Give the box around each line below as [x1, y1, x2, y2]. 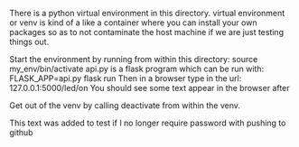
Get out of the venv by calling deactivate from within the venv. [9, 100, 241, 111]
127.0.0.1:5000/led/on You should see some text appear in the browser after [9, 83, 291, 93]
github [9, 127, 33, 138]
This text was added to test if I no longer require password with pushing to [9, 117, 286, 128]
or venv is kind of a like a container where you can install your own [9, 17, 257, 28]
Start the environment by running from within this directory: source [9, 54, 258, 64]
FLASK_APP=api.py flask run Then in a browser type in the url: [9, 73, 242, 84]
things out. [9, 36, 50, 47]
